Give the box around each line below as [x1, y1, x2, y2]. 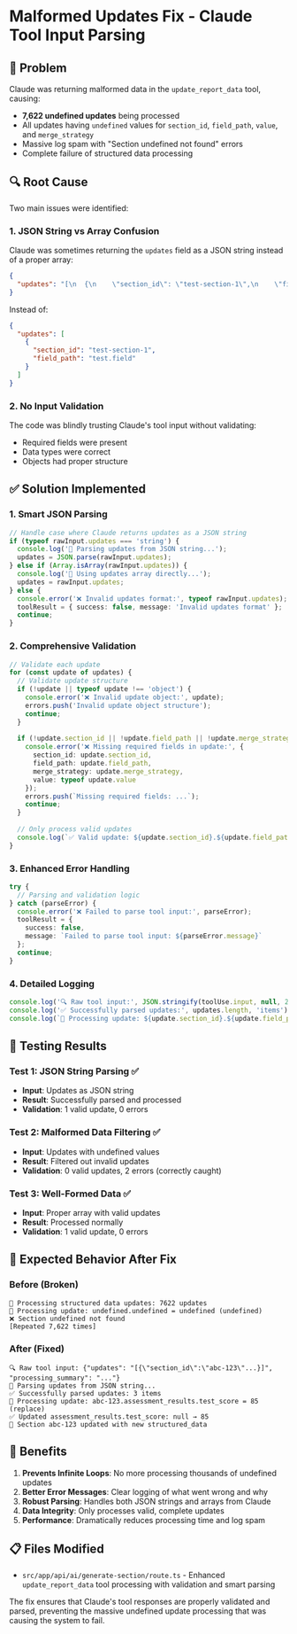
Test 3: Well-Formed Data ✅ [9, 1187, 132, 1200]
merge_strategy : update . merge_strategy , [32, 766, 184, 776]
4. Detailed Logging [9, 977, 95, 990]
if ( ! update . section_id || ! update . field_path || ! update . [17, 734, 240, 743]
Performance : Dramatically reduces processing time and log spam [21, 1514, 266, 1525]
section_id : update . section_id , [32, 751, 152, 759]
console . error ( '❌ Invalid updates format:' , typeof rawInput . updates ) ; [17, 594, 288, 603]
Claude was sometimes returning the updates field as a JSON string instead [9, 245, 284, 256]
